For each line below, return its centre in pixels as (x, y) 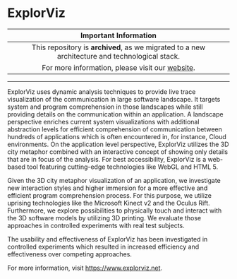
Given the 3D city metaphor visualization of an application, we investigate (114, 180)
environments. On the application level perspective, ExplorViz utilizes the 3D (118, 144)
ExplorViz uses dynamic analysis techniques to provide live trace (102, 91)
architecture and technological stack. (119, 56)
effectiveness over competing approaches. (70, 254)
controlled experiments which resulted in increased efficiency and (103, 247)
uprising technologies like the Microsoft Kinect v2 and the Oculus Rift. (109, 203)
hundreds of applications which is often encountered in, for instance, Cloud (117, 136)
